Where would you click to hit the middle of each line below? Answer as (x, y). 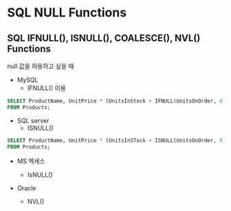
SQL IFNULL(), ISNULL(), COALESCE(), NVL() (104, 38)
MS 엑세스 (31, 161)
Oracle (26, 188)
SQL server (33, 120)
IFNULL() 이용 (47, 88)
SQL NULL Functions (67, 13)
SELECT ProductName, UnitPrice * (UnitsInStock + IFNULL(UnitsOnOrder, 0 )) (118, 101)
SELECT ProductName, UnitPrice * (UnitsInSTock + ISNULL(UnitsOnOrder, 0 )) (118, 140)
